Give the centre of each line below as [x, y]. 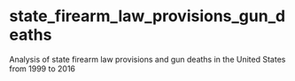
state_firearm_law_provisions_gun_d [147, 16]
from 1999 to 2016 [43, 69]
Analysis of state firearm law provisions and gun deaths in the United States [147, 59]
